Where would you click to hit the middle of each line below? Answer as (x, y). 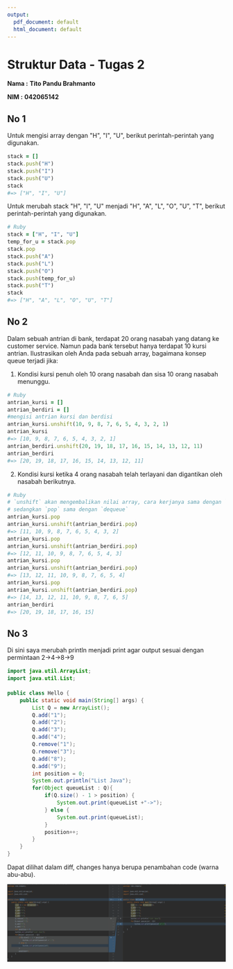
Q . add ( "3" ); (50, 730)
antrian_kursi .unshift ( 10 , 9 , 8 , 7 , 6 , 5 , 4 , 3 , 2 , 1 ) (88, 424)
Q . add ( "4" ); (50, 737)
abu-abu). (21, 874)
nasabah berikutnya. (46, 481)
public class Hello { (38, 693)
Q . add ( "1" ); (50, 715)
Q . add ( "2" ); (50, 722)
